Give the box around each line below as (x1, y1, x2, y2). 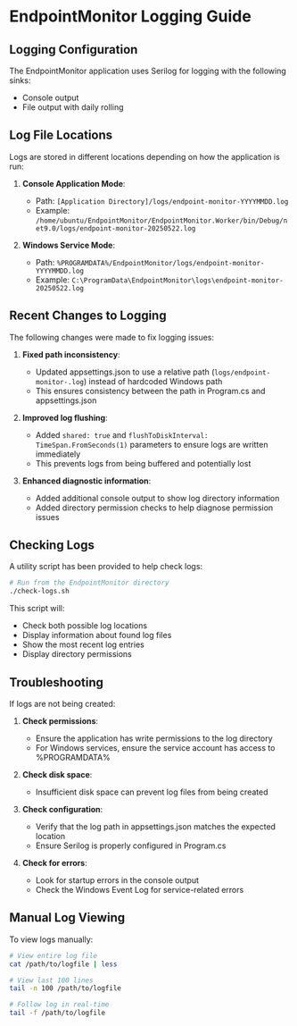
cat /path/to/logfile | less (9, 959, 118, 969)
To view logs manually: (9, 934, 94, 945)
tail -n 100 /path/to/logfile (9, 984, 122, 993)
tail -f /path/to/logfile (9, 1008, 105, 1018)
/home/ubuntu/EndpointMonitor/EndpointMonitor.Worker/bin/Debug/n (35, 216, 288, 225)
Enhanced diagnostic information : (21, 475, 152, 486)
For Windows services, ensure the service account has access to (35, 743, 276, 753)
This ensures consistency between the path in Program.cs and (35, 385, 266, 396)
